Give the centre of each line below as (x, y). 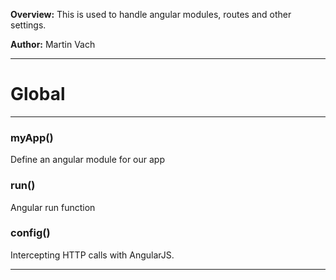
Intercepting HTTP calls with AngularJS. (92, 255)
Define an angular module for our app (87, 160)
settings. (28, 25)
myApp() (32, 137)
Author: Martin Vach (53, 44)
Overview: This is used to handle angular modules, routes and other (151, 14)
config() (30, 233)
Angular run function (53, 207)
